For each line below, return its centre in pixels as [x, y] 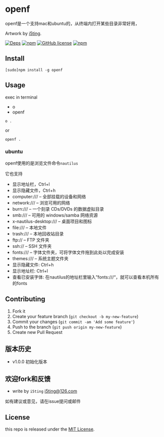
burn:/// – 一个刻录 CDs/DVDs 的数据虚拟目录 [58, 209]
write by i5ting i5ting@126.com [45, 391]
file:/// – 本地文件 [29, 227]
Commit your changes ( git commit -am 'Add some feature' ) [73, 322]
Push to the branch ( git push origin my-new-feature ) [67, 327]
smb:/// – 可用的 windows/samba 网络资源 [55, 215]
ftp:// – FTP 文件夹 [31, 240]
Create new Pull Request [37, 332]
